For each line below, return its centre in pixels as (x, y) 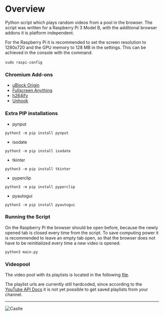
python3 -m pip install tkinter (38, 169)
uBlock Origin (26, 85)
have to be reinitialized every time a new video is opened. (63, 243)
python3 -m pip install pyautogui (40, 205)
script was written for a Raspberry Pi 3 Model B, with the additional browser (81, 27)
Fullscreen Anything (32, 91)
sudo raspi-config (24, 62)
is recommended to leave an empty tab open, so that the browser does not (80, 238)
